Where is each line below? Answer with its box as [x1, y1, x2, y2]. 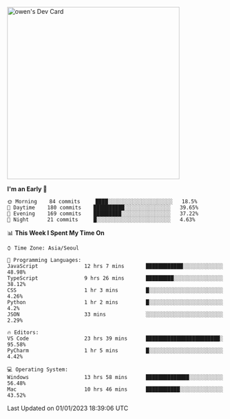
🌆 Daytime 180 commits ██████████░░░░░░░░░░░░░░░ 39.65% [7, 204, 198, 211]
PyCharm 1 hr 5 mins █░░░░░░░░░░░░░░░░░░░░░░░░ [7, 347, 224, 354]
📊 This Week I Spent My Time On [7, 229, 105, 237]
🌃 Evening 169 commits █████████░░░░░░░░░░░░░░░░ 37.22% [7, 210, 198, 217]
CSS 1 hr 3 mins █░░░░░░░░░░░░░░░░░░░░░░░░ [7, 287, 224, 294]
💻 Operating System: [7, 366, 69, 373]
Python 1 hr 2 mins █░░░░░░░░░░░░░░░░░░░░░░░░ [7, 299, 224, 306]
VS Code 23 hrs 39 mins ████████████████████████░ [7, 335, 224, 342]
